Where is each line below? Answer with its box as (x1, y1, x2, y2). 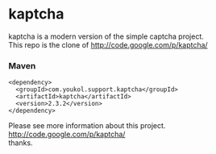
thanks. (8, 138, 34, 148)
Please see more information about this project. (8, 121, 166, 131)
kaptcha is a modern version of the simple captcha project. (8, 31, 204, 41)
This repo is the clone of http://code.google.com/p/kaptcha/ (8, 40, 208, 49)
